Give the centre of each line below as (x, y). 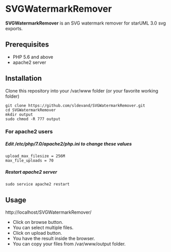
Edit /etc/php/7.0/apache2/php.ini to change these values (69, 144)
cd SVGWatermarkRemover (31, 110)
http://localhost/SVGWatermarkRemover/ (48, 212)
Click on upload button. (37, 233)
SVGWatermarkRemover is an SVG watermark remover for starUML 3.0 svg (86, 23)
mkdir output (19, 114)
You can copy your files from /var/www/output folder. (69, 244)
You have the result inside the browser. (54, 239)
